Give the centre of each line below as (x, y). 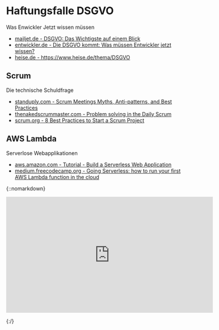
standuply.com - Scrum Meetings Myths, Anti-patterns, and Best (93, 101)
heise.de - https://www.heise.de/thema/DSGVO (72, 57)
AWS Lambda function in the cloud (57, 177)
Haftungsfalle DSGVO (60, 11)
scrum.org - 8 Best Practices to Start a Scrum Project (79, 120)
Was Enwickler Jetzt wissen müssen (50, 27)
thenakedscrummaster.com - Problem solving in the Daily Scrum (93, 114)
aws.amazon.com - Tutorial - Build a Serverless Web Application (93, 164)
